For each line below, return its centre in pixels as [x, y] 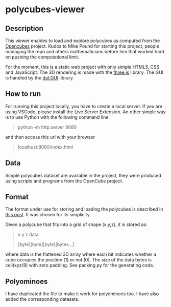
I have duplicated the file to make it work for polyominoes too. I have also [82, 294]
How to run [23, 94]
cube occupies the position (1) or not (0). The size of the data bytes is [79, 260]
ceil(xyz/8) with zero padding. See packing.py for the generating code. [80, 265]
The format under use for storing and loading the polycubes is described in [84, 209]
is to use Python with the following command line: [57, 117]
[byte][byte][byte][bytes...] [46, 244]
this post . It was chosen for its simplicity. [48, 215]
